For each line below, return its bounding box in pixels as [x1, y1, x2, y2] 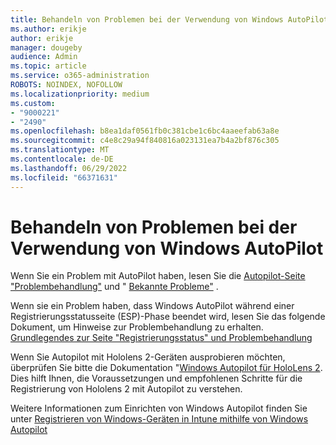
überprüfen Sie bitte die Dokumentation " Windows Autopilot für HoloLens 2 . [10, 362, 323, 374]
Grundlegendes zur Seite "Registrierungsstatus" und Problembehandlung [10, 332, 313, 344]
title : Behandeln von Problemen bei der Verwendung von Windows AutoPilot [10, 14, 329, 25]
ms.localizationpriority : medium [10, 89, 150, 99]
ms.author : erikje [10, 24, 87, 34]
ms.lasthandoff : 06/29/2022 [10, 163, 128, 173]
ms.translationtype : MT [10, 145, 110, 155]
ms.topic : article [10, 61, 87, 71]
